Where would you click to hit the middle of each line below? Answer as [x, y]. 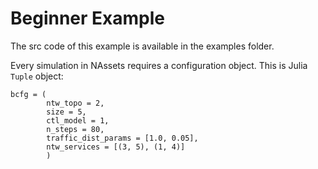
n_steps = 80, [75, 129]
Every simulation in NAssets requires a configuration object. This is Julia [159, 65]
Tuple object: [37, 76]
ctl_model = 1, [78, 120]
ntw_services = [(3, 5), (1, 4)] [116, 147]
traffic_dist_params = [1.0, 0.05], [122, 138]
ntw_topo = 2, [75, 103]
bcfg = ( [28, 94]
